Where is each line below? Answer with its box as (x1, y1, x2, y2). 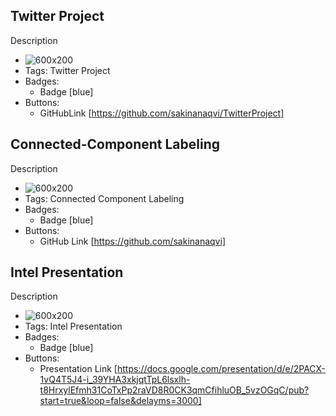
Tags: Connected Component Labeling (24, 192, 185, 204)
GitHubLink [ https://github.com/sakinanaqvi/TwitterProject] (39, 107, 285, 119)
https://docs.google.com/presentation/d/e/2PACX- (116, 363, 327, 375)
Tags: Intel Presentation (24, 320, 123, 333)
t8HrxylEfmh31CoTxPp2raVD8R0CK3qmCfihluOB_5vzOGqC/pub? (39, 384, 310, 396)
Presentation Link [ (39, 363, 118, 375)
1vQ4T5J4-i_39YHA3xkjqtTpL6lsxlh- (39, 374, 191, 386)
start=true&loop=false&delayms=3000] (39, 395, 202, 407)
